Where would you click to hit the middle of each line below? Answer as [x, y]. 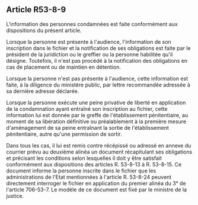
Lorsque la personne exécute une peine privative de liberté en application [96, 102]
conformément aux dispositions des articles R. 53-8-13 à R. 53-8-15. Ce [94, 164]
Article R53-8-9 [36, 10]
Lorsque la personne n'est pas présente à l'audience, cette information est [97, 78]
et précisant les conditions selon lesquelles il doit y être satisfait [84, 158]
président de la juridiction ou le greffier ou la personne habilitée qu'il [90, 54]
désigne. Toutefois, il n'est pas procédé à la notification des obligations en [97, 60]
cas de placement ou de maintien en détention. [64, 67]
